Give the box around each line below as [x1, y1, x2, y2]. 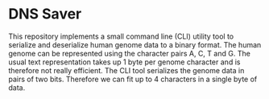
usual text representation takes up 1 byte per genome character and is [8, 57, 241, 67]
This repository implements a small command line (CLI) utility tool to [8, 31, 234, 41]
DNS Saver [8, 5, 82, 23]
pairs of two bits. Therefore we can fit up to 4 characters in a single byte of [8, 74, 258, 84]
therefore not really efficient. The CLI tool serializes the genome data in [8, 65, 245, 75]
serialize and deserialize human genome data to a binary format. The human [8, 39, 262, 49]
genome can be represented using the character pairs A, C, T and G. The [8, 48, 251, 58]
